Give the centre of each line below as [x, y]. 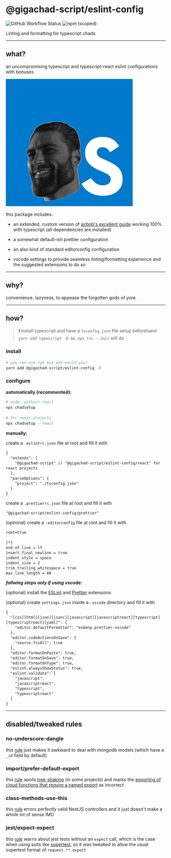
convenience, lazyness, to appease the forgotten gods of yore [71, 297]
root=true [16, 533]
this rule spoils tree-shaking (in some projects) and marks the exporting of [83, 780]
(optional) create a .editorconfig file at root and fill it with [66, 523]
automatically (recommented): [39, 392]
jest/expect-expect [30, 828]
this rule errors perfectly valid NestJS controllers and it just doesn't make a [84, 809]
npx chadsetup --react [30, 423]
